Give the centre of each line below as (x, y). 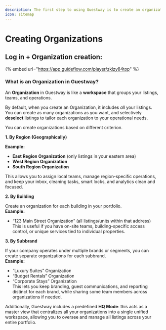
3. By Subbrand (21, 241)
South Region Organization (41, 167)
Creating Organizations (54, 39)
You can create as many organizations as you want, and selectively (73, 112)
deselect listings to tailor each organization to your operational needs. (77, 118)
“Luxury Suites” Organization (42, 271)
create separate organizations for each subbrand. (56, 256)
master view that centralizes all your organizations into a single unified (77, 312)
